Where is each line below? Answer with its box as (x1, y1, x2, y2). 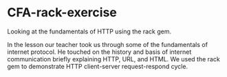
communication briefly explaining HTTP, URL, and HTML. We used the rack (7, 55, 220, 63)
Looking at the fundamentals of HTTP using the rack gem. (7, 27, 172, 35)
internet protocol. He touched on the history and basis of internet (7, 48, 192, 56)
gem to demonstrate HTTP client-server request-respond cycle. (7, 62, 188, 70)
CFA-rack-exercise (7, 5, 117, 20)
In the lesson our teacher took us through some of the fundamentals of (7, 40, 208, 48)
